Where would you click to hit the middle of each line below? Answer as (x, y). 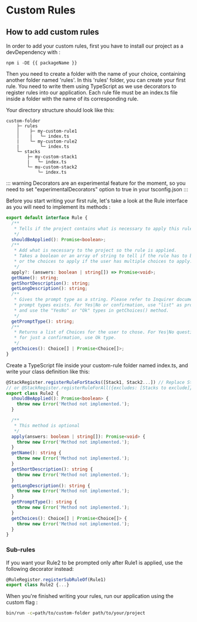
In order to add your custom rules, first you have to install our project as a (95, 46)
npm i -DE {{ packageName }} (42, 63)
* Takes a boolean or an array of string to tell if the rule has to (101, 256)
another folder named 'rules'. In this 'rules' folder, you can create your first (96, 80)
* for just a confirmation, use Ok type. (65, 338)
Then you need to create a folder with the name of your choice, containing (96, 74)
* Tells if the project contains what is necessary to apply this (97, 229)
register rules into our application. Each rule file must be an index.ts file (92, 92)
